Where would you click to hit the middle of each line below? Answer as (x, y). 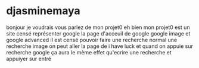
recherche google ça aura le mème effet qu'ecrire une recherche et (89, 52)
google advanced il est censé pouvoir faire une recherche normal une (92, 40)
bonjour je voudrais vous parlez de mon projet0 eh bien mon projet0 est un (98, 27)
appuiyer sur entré (29, 59)
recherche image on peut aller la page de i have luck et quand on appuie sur (100, 46)
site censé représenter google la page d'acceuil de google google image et (98, 33)
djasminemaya (43, 11)
